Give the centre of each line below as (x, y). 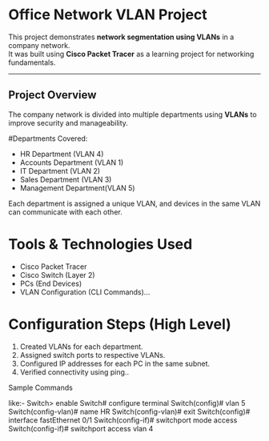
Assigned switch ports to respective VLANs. (92, 355)
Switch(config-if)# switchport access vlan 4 (81, 428)
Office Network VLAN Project (108, 15)
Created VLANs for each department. (81, 347)
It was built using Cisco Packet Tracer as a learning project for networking (131, 54)
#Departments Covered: (48, 138)
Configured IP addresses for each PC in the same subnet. (115, 363)
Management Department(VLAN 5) (77, 188)
